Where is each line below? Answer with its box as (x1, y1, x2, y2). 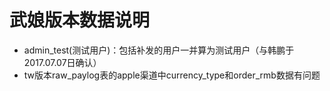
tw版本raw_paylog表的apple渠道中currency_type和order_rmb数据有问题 (23, 69, 321, 81)
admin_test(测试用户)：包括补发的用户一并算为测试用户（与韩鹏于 (23, 44, 295, 56)
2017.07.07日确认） (23, 56, 102, 68)
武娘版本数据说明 (9, 9, 151, 32)
